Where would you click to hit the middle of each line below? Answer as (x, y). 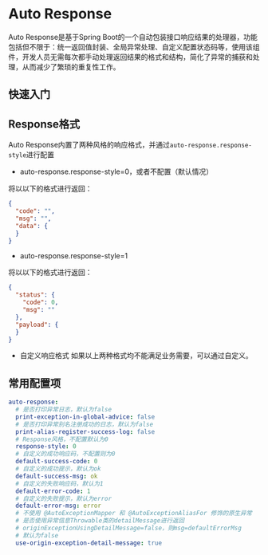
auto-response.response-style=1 (74, 256)
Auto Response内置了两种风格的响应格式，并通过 (89, 145)
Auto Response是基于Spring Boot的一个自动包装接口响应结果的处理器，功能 (133, 37)
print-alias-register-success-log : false (85, 431)
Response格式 (44, 124)
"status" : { (35, 295)
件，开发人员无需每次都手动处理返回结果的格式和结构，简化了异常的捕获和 (130, 57)
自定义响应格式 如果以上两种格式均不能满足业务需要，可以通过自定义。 (136, 356)
